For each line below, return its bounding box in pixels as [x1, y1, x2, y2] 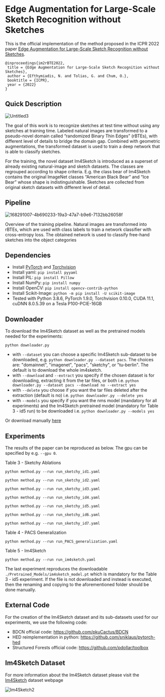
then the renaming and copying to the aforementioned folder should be [5, 582, 149, 587]
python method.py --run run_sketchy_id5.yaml [5, 504, 100, 508]
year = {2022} [7, 82, 36, 87]
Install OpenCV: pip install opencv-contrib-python [12, 285, 118, 291]
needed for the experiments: [5, 333, 63, 339]
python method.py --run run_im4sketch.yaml [5, 557, 96, 562]
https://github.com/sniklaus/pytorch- [80, 634, 156, 640]
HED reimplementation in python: [12, 634, 80, 640]
